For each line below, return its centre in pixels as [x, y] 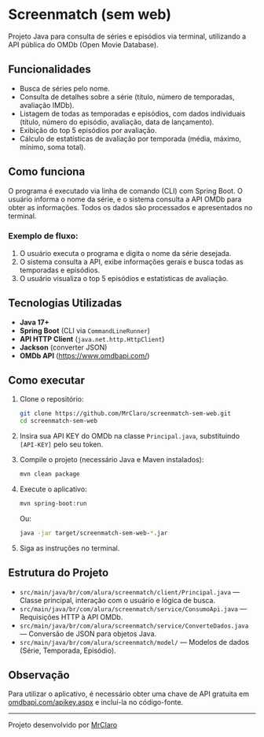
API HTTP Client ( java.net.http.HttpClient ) [92, 339]
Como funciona [47, 172]
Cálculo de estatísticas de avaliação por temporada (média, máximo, [130, 139]
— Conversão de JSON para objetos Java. [88, 633]
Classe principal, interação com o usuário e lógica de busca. [117, 600]
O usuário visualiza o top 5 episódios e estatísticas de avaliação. [124, 278]
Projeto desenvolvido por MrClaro [63, 725]
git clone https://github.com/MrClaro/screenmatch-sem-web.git [125, 414]
